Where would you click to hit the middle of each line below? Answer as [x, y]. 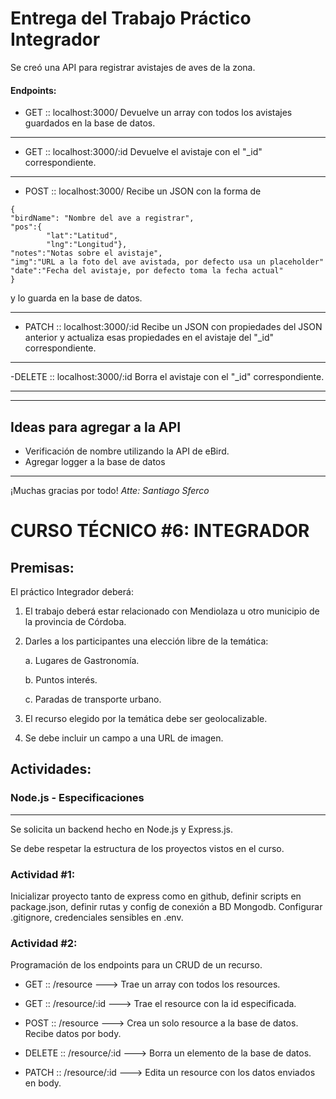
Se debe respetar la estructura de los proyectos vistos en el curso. [147, 848]
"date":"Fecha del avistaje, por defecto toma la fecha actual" [147, 271]
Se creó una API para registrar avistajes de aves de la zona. [133, 67]
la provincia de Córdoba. [75, 621]
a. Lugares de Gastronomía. [82, 660]
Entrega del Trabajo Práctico [131, 18]
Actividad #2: [44, 943]
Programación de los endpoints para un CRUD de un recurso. [136, 965]
